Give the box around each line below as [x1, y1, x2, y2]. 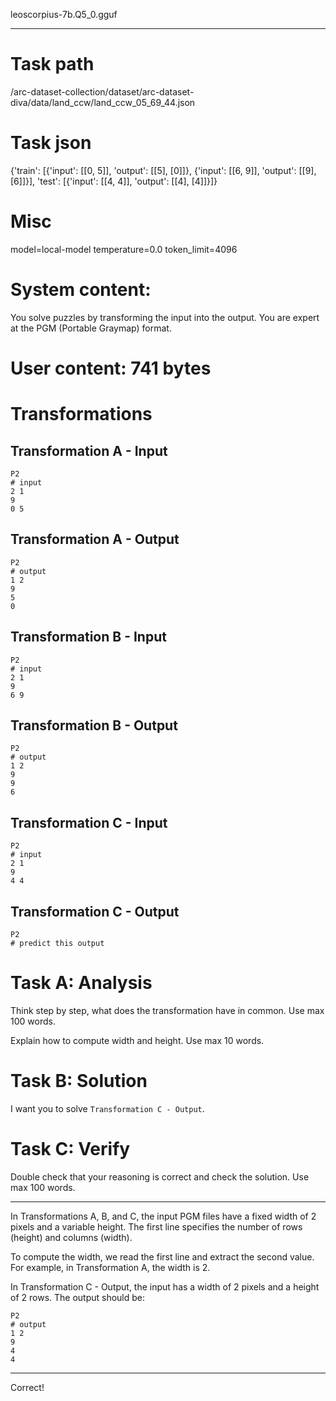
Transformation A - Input [10, 442, 168, 459]
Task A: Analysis [10, 972, 153, 994]
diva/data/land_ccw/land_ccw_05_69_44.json [10, 96, 196, 108]
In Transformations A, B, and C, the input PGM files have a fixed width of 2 [10, 1210, 317, 1222]
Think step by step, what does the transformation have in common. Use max [10, 1004, 325, 1016]
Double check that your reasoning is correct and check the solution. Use [10, 1170, 310, 1183]
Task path [10, 53, 95, 76]
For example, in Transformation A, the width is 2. [10, 1261, 211, 1273]
